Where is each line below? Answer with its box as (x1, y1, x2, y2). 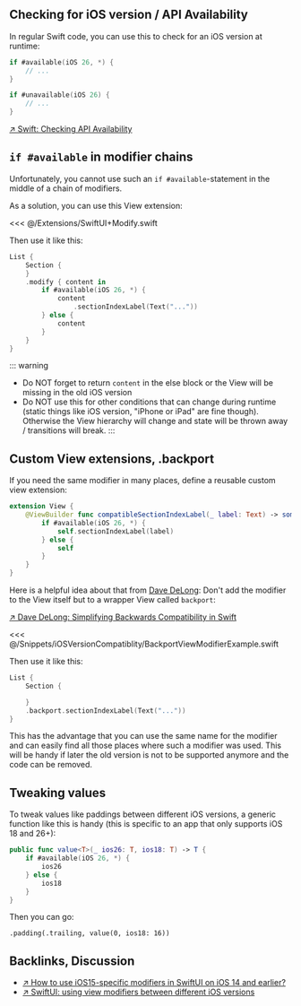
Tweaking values (9, 785, 106, 801)
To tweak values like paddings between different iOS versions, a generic (9, 809, 276, 820)
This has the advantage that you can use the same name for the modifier (9, 731, 278, 741)
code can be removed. (9, 759, 92, 770)
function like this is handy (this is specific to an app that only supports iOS (9, 819, 283, 829)
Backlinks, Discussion (9, 953, 135, 968)
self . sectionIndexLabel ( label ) (56, 526, 175, 536)
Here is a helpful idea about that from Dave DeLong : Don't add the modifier (9, 585, 287, 595)
